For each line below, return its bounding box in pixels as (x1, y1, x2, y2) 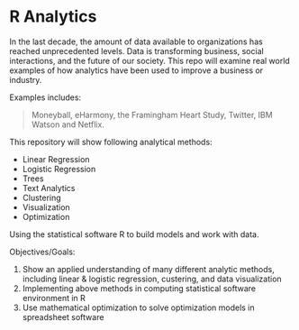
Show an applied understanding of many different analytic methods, (22, 263, 275, 274)
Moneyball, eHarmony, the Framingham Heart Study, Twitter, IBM (31, 109, 273, 120)
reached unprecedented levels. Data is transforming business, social (9, 45, 264, 56)
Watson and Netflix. (31, 119, 105, 130)
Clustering (22, 192, 61, 203)
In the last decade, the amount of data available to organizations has (9, 36, 263, 47)
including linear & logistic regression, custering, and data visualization (22, 273, 282, 284)
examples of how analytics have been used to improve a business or (9, 65, 264, 76)
